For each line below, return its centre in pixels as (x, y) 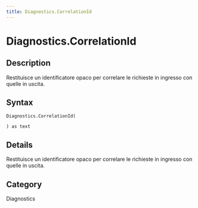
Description (28, 63)
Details (19, 145)
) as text (18, 127)
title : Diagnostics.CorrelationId (49, 12)
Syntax (20, 103)
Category (24, 184)
